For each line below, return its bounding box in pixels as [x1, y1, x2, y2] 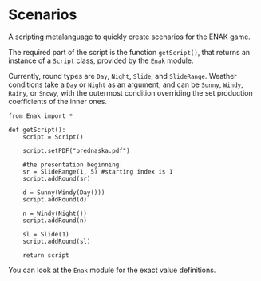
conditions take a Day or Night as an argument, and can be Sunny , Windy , [8, 80, 243, 89]
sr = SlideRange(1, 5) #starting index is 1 [22, 167, 173, 176]
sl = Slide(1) [22, 230, 69, 238]
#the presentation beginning [22, 161, 120, 169]
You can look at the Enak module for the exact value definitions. [8, 265, 216, 275]
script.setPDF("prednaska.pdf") [22, 146, 130, 154]
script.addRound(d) [22, 195, 88, 204]
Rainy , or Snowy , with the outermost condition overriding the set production [8, 88, 253, 97]
